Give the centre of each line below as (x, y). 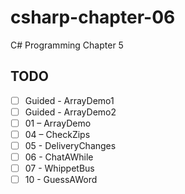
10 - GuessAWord (61, 180)
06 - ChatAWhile (59, 157)
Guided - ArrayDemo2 (70, 112)
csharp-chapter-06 (93, 17)
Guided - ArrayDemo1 (69, 100)
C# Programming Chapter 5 (67, 45)
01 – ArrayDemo (58, 123)
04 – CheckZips (57, 134)
